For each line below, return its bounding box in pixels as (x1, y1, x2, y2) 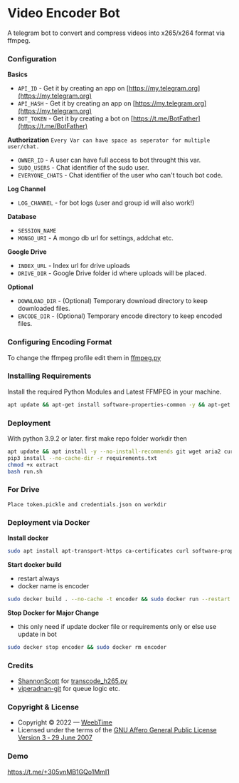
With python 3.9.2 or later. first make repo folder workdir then (7, 434, 187, 443)
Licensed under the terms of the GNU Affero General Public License (17, 726, 217, 735)
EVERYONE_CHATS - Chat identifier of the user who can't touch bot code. (17, 171, 223, 180)
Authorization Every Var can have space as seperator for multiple (7, 135, 211, 144)
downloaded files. (17, 304, 70, 313)
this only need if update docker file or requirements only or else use (17, 622, 217, 630)
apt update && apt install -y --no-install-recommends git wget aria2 (7, 448, 221, 455)
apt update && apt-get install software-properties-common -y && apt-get (7, 401, 231, 408)
